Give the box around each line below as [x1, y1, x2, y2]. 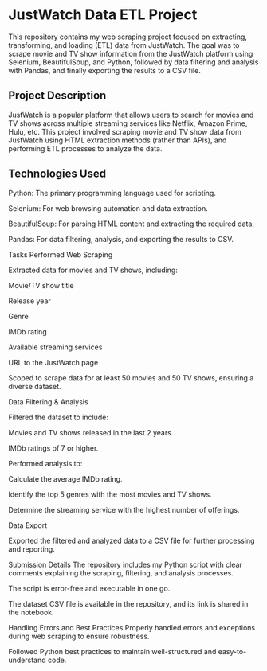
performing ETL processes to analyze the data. [8, 143, 163, 153]
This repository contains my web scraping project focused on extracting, [8, 32, 247, 41]
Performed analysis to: [8, 458, 83, 468]
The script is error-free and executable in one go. [8, 583, 171, 593]
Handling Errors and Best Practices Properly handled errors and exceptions [8, 622, 256, 632]
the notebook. [8, 607, 54, 617]
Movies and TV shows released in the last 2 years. [8, 427, 174, 437]
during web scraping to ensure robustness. [8, 631, 150, 641]
